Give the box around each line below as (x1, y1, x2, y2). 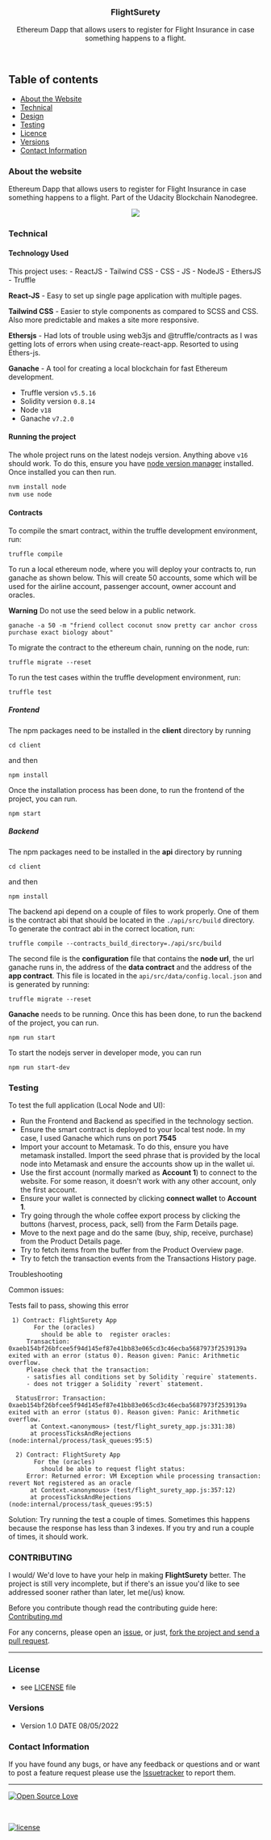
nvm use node (8, 490, 52, 498)
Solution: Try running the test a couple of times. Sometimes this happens (8, 1514, 250, 1524)
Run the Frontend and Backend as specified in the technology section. (19, 1116, 254, 1126)
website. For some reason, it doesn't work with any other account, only (19, 1176, 256, 1185)
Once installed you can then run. (8, 467, 117, 477)
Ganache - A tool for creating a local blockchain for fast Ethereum (8, 363, 228, 373)
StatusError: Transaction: (15, 1394, 106, 1402)
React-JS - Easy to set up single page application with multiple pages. (8, 290, 242, 300)
